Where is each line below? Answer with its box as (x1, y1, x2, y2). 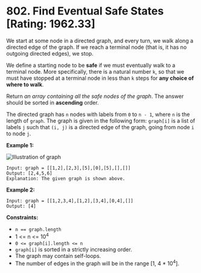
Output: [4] (6, 203, 36, 209)
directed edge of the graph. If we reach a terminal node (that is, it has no (6, 43, 187, 51)
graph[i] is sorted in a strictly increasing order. (14, 246, 133, 253)
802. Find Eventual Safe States (6, 4, 164, 18)
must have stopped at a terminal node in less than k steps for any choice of (6, 74, 194, 82)
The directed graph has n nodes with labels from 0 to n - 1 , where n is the (6, 111, 190, 118)
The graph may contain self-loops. (14, 252, 101, 259)
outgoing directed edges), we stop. (6, 50, 94, 57)
